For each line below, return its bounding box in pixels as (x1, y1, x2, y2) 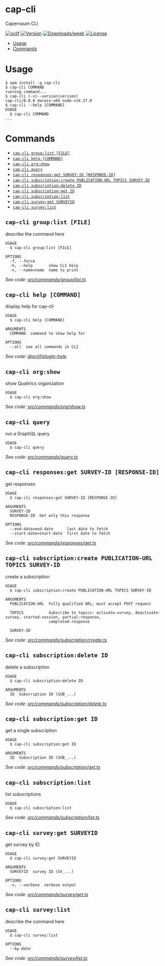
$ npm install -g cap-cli (5, 80, 60, 85)
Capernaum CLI (5, 20, 38, 26)
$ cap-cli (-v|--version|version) (5, 93, 79, 99)
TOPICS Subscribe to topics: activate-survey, (10, 610, 133, 615)
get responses (5, 480, 36, 487)
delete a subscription (5, 664, 50, 670)
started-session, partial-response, (23, 614, 101, 620)
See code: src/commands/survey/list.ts (5, 955, 88, 961)
